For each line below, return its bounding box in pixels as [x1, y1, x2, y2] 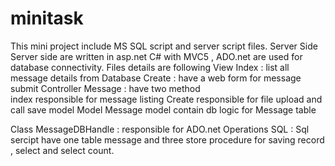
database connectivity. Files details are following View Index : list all [10, 61, 290, 73]
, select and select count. [10, 144, 115, 156]
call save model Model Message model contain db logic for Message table [10, 103, 317, 116]
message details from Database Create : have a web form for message [10, 72, 302, 84]
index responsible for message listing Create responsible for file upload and [10, 93, 323, 105]
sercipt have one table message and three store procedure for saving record [10, 133, 325, 146]
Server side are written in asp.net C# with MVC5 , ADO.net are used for [10, 50, 303, 62]
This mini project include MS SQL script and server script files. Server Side [10, 40, 318, 52]
